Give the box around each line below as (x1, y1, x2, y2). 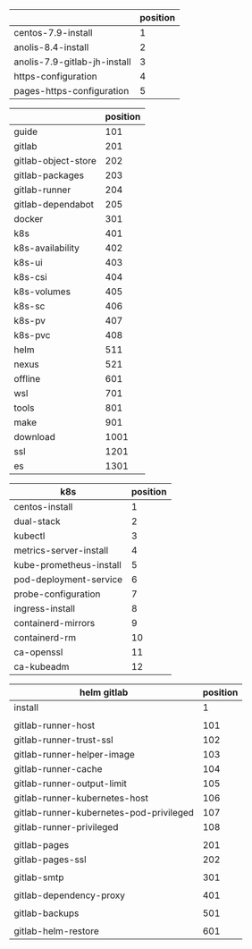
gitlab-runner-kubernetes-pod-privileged (13, 807, 195, 818)
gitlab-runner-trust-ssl (13, 733, 113, 746)
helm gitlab (79, 686, 129, 699)
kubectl (13, 530, 46, 542)
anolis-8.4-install (13, 41, 89, 53)
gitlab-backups (13, 907, 80, 919)
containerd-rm (13, 631, 77, 643)
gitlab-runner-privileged (13, 821, 119, 833)
